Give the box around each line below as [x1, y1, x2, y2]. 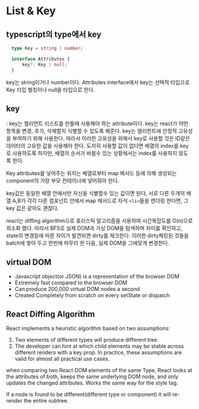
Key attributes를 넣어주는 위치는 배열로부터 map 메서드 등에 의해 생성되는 [6, 170, 177, 177]
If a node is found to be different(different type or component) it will [6, 391, 171, 398]
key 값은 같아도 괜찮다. [6, 205, 59, 212]
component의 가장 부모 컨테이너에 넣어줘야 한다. [6, 177, 120, 185]
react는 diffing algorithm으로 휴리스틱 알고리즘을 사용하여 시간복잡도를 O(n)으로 [6, 217, 193, 224]
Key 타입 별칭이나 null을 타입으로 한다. [6, 86, 95, 93]
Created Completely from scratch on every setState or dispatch [14, 292, 170, 299]
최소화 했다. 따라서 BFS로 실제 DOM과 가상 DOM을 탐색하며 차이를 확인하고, [6, 224, 182, 232]
